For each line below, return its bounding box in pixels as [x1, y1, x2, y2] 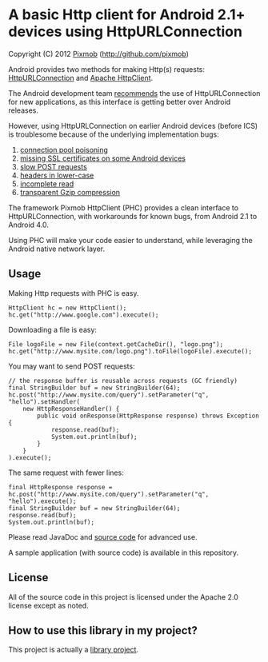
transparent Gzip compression [19, 187, 121, 197]
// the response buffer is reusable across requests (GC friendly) [8, 377, 238, 385]
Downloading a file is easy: [8, 325, 98, 334]
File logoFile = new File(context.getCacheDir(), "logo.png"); [8, 340, 224, 349]
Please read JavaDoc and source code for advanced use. [8, 532, 198, 541]
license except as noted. [8, 600, 90, 610]
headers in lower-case [19, 170, 94, 180]
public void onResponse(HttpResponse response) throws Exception [37, 412, 260, 420]
